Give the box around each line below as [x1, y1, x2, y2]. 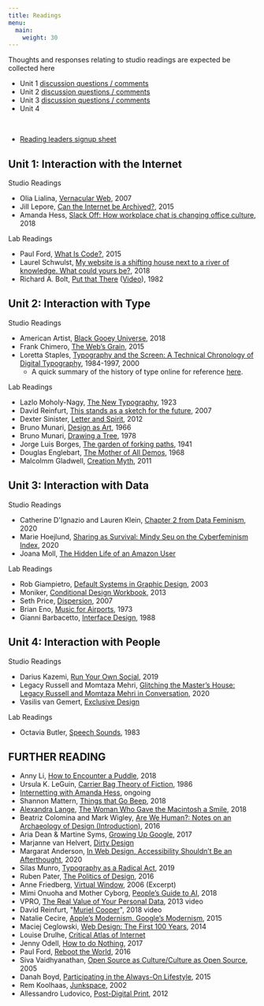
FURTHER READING [8, 750, 106, 763]
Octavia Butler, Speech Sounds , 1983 [19, 727, 140, 737]
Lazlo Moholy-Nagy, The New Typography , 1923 [19, 397, 177, 407]
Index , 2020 [19, 540, 59, 550]
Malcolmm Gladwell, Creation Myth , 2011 [19, 456, 152, 465]
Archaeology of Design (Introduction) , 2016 [19, 822, 161, 831]
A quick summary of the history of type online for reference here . [31, 367, 244, 376]
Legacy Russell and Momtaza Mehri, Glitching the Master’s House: [19, 680, 236, 690]
